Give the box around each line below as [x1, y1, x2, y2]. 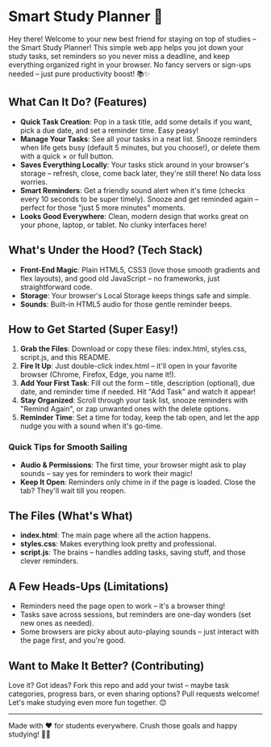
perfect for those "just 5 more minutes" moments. [19, 202, 186, 213]
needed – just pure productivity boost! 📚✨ [8, 69, 151, 78]
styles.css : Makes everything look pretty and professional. [19, 539, 217, 549]
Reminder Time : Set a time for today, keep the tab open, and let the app [19, 412, 260, 423]
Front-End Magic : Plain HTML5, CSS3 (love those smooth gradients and [19, 264, 261, 274]
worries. [19, 177, 48, 187]
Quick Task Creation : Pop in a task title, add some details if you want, [19, 116, 252, 126]
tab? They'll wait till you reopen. [19, 485, 127, 496]
